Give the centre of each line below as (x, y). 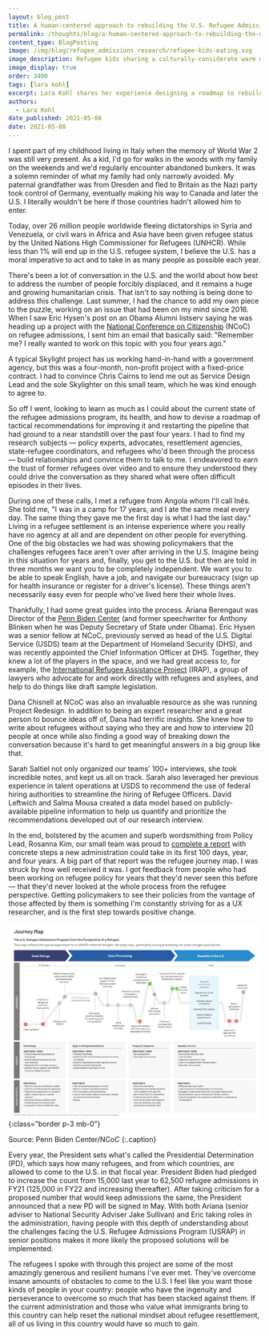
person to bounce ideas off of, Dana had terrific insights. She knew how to (131, 719)
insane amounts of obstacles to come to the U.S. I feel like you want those (130, 1282)
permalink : (26, 34)
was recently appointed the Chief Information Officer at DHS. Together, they (134, 652)
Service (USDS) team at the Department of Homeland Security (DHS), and (130, 644)
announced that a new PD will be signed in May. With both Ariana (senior (128, 1206)
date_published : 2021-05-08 (55, 119)
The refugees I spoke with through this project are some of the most (121, 1264)
